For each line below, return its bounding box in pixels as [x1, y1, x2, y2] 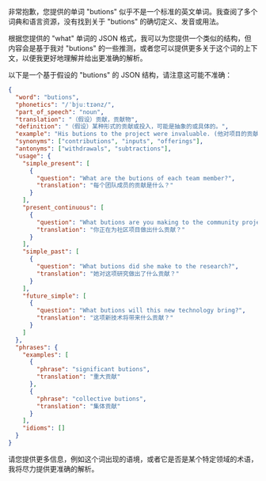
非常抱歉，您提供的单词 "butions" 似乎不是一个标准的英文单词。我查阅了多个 [8, 7, 258, 16]
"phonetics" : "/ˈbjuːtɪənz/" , [15, 100, 115, 108]
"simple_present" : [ [22, 159, 90, 168]
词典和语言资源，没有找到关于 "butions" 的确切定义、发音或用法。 [8, 17, 223, 26]
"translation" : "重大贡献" [36, 373, 121, 381]
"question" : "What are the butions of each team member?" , [36, 174, 236, 182]
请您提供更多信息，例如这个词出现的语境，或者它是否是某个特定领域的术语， [8, 454, 258, 464]
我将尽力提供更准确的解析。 [8, 464, 99, 473]
